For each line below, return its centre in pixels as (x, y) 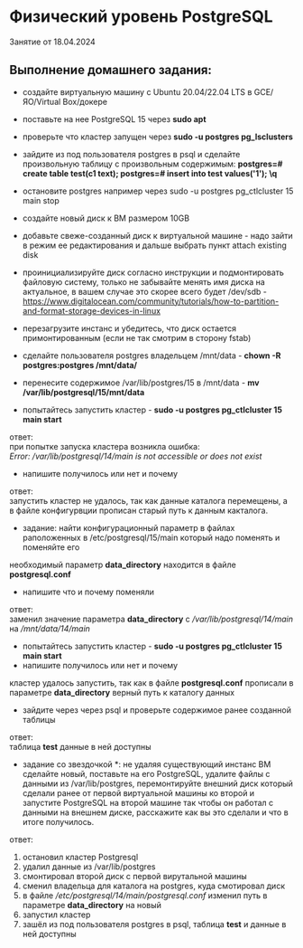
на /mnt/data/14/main (50, 628)
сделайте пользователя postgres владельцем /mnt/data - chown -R (151, 355)
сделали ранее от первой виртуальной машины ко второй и (138, 792)
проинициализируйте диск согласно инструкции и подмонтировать (153, 272)
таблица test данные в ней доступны (80, 746)
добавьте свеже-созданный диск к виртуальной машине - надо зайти (157, 235)
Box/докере (85, 101)
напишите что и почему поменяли (88, 592)
